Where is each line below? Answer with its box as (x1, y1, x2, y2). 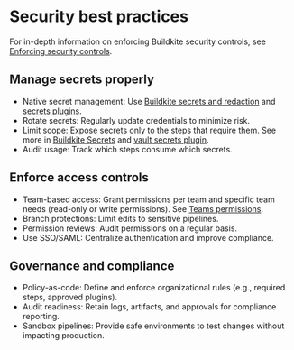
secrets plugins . (22, 106, 83, 116)
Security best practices (9, 6, 189, 27)
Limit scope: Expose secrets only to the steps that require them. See (22, 124, 277, 135)
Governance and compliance (9, 258, 175, 273)
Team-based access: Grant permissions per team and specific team (22, 194, 275, 205)
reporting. (22, 311, 60, 322)
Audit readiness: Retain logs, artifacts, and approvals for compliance (22, 301, 277, 312)
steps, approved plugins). (22, 291, 118, 303)
